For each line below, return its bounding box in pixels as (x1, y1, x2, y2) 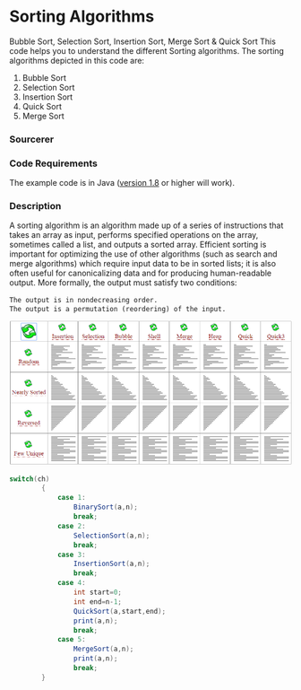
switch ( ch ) (9, 474, 50, 484)
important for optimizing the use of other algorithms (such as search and (9, 249, 278, 259)
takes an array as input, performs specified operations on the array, (9, 230, 259, 240)
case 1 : (56, 493, 87, 502)
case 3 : (56, 550, 87, 559)
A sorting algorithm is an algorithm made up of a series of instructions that (9, 220, 284, 231)
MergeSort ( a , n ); (73, 644, 134, 654)
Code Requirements (9, 157, 99, 170)
